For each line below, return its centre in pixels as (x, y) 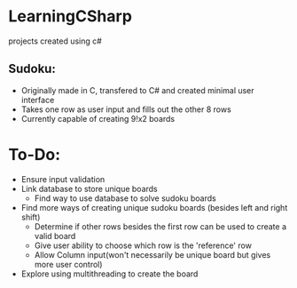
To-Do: (35, 154)
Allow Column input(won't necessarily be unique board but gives (152, 254)
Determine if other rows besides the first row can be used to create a (160, 226)
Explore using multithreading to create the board (109, 274)
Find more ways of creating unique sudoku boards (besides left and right (154, 207)
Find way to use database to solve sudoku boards (125, 198)
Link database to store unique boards (89, 188)
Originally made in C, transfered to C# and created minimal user (137, 90)
